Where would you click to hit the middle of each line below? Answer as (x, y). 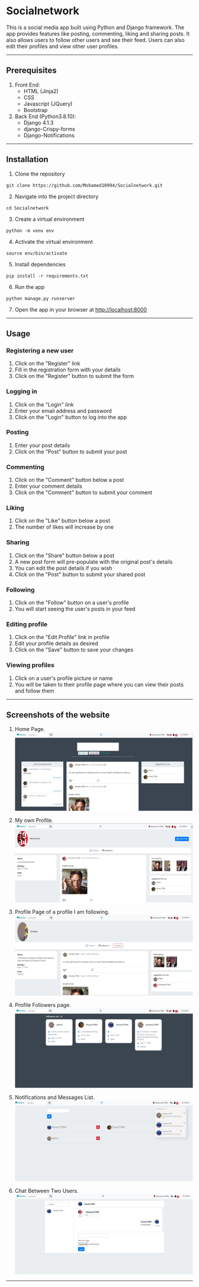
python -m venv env (30, 231)
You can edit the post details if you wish (63, 568)
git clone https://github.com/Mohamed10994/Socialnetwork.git (84, 185)
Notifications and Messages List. (54, 1097)
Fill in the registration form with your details (68, 370)
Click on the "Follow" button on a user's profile (72, 603)
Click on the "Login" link (44, 404)
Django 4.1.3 (38, 122)
